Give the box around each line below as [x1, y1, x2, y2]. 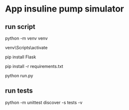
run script [5, 23, 36, 31]
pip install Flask [5, 54, 37, 60]
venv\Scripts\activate [5, 45, 48, 50]
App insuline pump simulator [5, 3, 124, 14]
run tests [5, 87, 33, 95]
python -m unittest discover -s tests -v [5, 99, 83, 105]
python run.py [5, 73, 33, 78]
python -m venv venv [5, 35, 48, 41]
